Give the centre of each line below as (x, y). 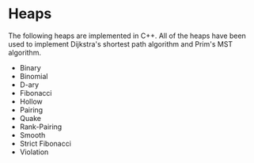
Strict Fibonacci (45, 143)
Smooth (32, 135)
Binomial (34, 76)
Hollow (31, 101)
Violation (34, 152)
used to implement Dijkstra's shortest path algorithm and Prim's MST (121, 44)
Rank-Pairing (41, 127)
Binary (30, 67)
